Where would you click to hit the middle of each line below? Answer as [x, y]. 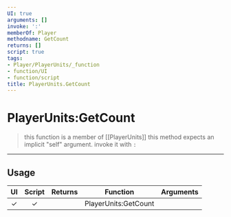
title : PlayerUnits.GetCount [49, 84]
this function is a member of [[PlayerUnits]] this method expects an [119, 137]
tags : [15, 59]
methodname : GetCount [38, 39]
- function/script [33, 77]
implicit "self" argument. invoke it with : [80, 145]
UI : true [20, 13]
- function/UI [27, 71]
